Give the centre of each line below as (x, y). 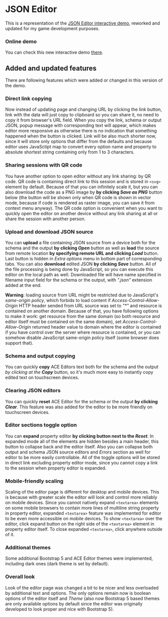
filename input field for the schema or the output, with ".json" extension (79, 280)
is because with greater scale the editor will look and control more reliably (81, 497)
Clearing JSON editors (33, 391)
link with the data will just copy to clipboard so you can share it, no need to (82, 115)
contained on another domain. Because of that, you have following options (82, 311)
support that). (19, 343)
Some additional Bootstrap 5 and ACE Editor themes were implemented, (79, 558)
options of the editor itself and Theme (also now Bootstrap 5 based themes (82, 598)
